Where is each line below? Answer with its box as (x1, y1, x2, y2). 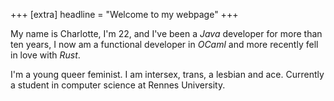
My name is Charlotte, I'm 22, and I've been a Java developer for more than (10, 28, 323, 39)
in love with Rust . (10, 49, 81, 61)
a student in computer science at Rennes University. (10, 79, 226, 91)
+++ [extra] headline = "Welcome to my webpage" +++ (10, 9, 239, 20)
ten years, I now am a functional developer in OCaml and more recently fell (10, 39, 319, 50)
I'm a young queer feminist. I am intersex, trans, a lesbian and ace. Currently (10, 69, 325, 80)
